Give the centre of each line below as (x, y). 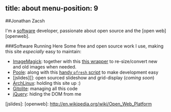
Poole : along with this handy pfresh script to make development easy (86, 72)
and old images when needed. (44, 66)
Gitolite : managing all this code (45, 88)
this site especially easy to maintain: (43, 51)
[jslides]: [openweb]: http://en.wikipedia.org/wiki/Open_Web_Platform (79, 104)
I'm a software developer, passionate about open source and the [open (80, 31)
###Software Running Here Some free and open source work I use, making (84, 46)
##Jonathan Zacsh (25, 20)
